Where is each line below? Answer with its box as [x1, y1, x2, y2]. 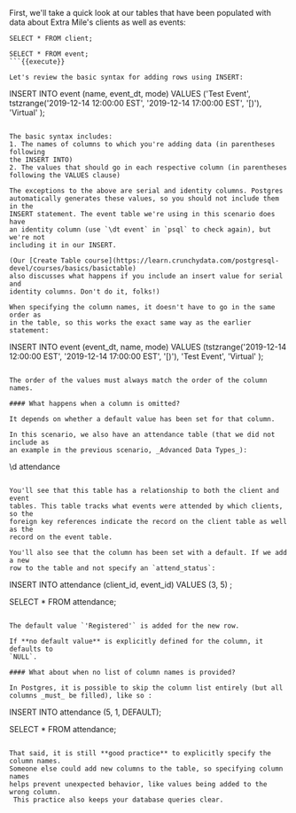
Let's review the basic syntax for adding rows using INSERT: [9, 73, 244, 82]
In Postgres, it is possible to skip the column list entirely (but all [9, 684, 284, 692]
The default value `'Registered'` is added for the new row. [9, 621, 240, 630]
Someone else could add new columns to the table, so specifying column [9, 764, 284, 773]
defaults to [9, 645, 53, 653]
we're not [9, 233, 46, 242]
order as [9, 310, 42, 319]
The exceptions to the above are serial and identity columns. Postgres [9, 186, 284, 195]
